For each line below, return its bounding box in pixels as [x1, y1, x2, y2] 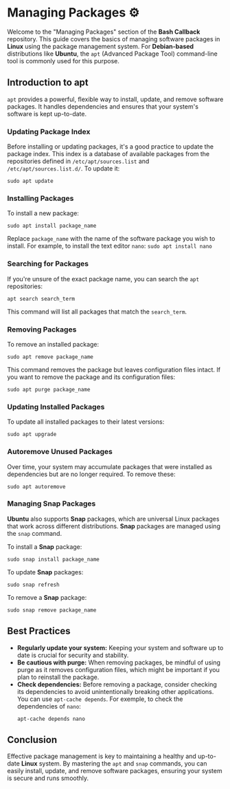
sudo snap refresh [7, 581, 60, 588]
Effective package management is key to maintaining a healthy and [7, 752, 197, 761]
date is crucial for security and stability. [16, 651, 129, 659]
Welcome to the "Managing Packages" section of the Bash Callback [7, 28, 200, 36]
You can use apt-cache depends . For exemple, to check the [16, 695, 183, 703]
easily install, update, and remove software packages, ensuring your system [7, 767, 222, 775]
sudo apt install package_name [7, 222, 97, 230]
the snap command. [7, 529, 62, 537]
